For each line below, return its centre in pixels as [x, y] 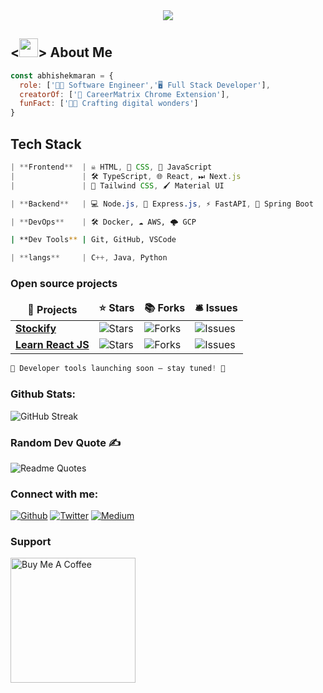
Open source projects [64, 284]
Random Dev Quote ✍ [66, 442]
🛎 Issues [216, 308]
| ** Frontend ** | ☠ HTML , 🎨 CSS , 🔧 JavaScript [111, 167]
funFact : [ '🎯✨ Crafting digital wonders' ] [109, 104]
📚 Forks [165, 308]
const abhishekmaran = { [62, 75]
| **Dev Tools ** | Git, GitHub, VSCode [93, 240]
